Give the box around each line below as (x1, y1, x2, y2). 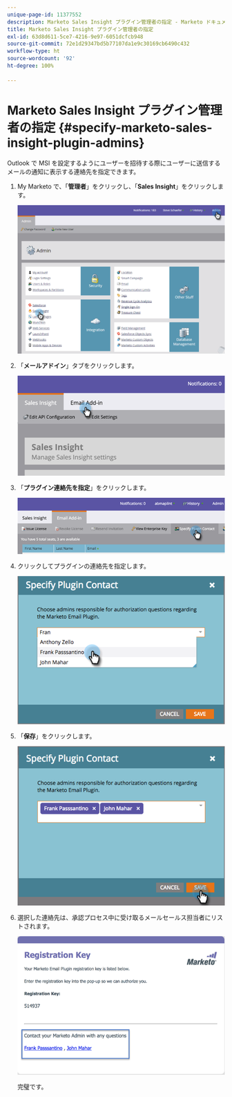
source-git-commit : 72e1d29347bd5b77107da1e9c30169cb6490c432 (7, 40, 190, 48)
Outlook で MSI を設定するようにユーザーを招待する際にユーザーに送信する (7, 159, 221, 167)
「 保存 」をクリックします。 (17, 732, 96, 740)
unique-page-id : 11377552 (7, 11, 81, 18)
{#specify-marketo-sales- (58, 120, 213, 135)
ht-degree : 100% (7, 62, 54, 69)
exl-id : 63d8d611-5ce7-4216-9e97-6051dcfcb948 (7, 33, 144, 40)
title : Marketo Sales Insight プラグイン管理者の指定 (7, 26, 154, 33)
